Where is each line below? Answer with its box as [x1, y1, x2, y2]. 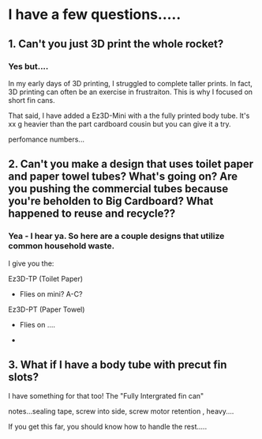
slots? [8, 370, 39, 384]
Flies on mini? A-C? [19, 289, 83, 298]
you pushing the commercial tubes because [8, 182, 229, 195]
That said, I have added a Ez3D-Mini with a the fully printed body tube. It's [8, 111, 250, 120]
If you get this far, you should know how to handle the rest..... [8, 422, 208, 432]
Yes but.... [8, 61, 49, 72]
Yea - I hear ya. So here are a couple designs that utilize [8, 231, 225, 242]
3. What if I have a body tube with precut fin [8, 358, 227, 371]
